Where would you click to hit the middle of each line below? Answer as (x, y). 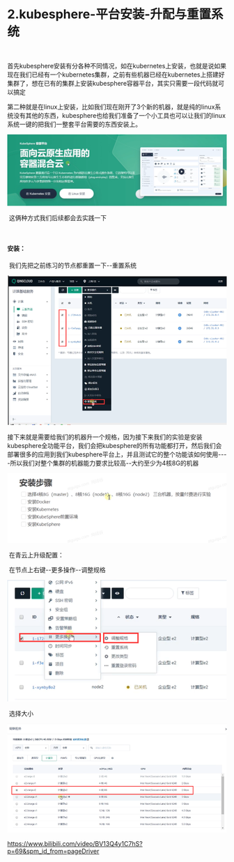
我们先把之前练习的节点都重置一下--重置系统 (73, 265)
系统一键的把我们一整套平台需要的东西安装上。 (74, 124)
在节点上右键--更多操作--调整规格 (57, 570)
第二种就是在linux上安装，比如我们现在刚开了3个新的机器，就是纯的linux (111, 107)
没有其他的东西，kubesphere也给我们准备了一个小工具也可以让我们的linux (119, 115)
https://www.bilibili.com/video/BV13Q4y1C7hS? (75, 843)
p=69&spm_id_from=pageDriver (53, 851)
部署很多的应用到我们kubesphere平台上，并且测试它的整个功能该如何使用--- (117, 454)
